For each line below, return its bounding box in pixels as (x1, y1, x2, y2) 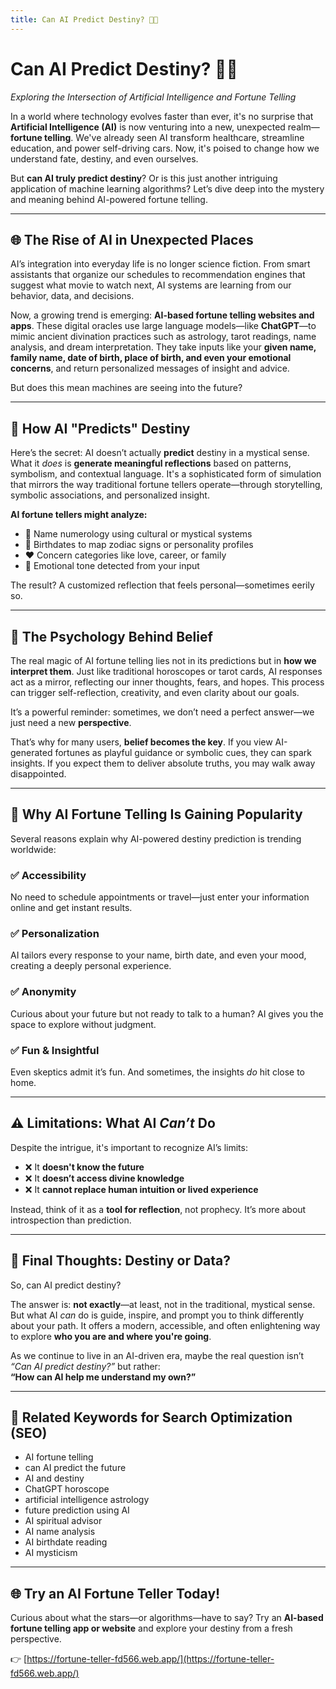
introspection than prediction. (10, 1214, 132, 1226)
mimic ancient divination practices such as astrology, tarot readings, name (10, 331, 317, 343)
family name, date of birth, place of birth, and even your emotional (10, 352, 292, 364)
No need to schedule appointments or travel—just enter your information (10, 891, 310, 903)
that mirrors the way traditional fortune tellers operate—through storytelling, (10, 479, 323, 491)
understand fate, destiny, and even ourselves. (10, 152, 199, 165)
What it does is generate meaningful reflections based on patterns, (10, 457, 292, 470)
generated (10, 747, 53, 758)
